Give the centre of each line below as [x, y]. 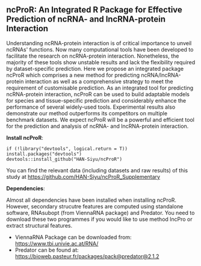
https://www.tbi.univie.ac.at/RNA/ [57, 243]
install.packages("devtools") [44, 154]
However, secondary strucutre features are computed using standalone [95, 206]
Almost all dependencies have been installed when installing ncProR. [91, 200]
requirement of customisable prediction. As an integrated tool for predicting [100, 88]
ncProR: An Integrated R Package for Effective [94, 10]
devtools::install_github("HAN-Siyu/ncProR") [64, 159]
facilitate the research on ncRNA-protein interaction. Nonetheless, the [93, 56]
